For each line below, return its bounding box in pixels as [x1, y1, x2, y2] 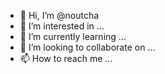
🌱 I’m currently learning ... [19, 31, 127, 42]
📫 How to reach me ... [19, 53, 113, 64]
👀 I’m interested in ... [19, 20, 105, 32]
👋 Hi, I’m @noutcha [19, 10, 100, 21]
